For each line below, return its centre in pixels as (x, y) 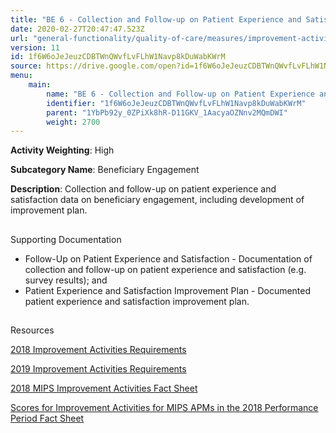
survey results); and (66, 280)
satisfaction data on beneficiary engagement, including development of (157, 200)
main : (40, 85)
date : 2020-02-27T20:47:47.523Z (77, 29)
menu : (21, 76)
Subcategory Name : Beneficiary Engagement (105, 170)
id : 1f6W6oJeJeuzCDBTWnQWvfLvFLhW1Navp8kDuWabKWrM (118, 57)
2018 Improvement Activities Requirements (98, 350)
